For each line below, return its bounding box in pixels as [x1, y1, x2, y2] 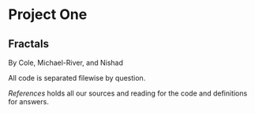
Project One [8, 6, 88, 24]
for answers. [8, 97, 49, 106]
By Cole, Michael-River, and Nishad [8, 58, 124, 67]
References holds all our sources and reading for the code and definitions [8, 89, 248, 98]
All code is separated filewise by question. [8, 73, 146, 82]
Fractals [8, 37, 50, 51]
